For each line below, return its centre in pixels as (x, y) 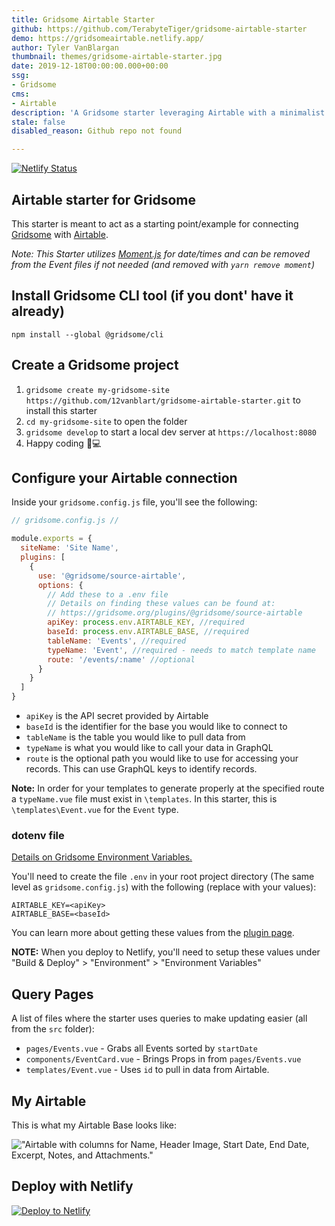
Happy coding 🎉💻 (63, 443)
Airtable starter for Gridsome (103, 199)
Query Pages (52, 994)
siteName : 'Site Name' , (69, 548)
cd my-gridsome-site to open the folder (106, 421)
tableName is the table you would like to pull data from (135, 737)
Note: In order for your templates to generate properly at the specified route (168, 788)
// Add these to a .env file (108, 594)
